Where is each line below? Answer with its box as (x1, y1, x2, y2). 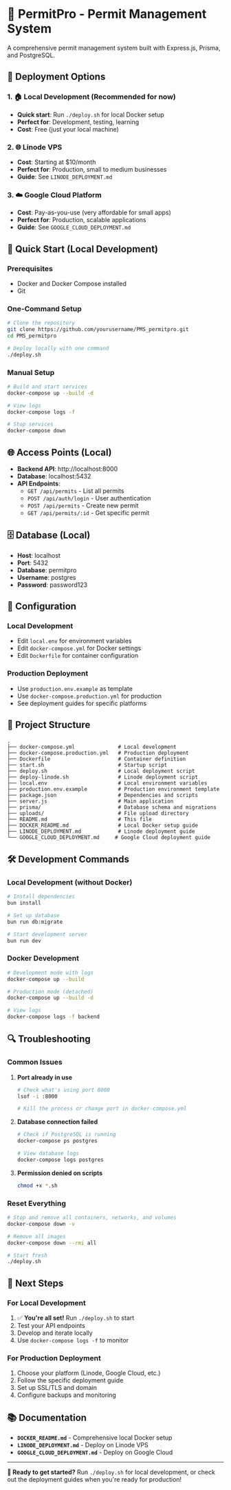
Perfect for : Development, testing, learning (16, 117, 140, 126)
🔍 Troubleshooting (7, 1034, 91, 1045)
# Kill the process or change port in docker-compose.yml (16, 1105, 187, 1112)
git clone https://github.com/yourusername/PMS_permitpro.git (7, 326, 189, 333)
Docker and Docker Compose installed (16, 279, 127, 288)
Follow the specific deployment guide (16, 1376, 124, 1385)
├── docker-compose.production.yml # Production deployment (7, 749, 189, 756)
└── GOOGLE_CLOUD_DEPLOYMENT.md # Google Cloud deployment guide (7, 834, 211, 840)
